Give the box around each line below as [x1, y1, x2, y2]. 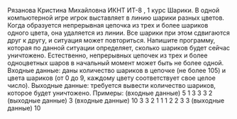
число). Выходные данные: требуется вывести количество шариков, [7, 81, 216, 89]
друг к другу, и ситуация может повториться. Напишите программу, [7, 36, 216, 45]
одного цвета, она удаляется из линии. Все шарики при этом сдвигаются [7, 28, 231, 37]
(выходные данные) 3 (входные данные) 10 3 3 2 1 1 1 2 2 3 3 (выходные [7, 96, 225, 105]
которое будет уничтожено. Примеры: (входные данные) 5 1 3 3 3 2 [7, 89, 213, 97]
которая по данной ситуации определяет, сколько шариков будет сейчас [7, 44, 231, 52]
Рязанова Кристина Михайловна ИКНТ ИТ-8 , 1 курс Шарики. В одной [7, 6, 220, 14]
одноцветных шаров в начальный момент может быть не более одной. [7, 59, 224, 67]
